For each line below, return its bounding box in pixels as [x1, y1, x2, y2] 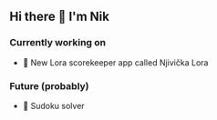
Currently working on [9, 36, 107, 49]
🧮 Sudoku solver [22, 100, 85, 111]
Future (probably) [9, 79, 89, 92]
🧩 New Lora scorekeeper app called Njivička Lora [22, 56, 209, 68]
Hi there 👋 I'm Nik [9, 9, 109, 25]
